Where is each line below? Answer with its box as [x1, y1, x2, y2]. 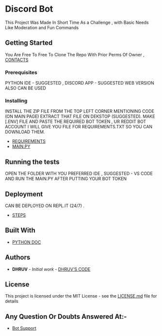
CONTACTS [5, 57, 29, 63]
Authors [5, 253, 31, 262]
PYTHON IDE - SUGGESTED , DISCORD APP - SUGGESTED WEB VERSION [5, 80, 154, 86]
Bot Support [12, 325, 36, 331]
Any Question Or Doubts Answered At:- [5, 312, 127, 320]
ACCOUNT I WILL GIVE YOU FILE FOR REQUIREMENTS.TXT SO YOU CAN [5, 124, 153, 130]
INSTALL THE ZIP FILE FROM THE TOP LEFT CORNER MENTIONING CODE [5, 108, 154, 114]
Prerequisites [5, 69, 37, 76]
